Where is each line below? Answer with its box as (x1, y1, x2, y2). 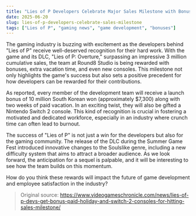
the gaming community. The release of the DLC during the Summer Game (6, 138, 183, 145)
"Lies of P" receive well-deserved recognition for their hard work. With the (6, 47, 185, 54)
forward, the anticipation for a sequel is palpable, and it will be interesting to (6, 156, 188, 163)
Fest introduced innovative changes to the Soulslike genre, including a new (6, 144, 186, 151)
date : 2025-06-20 (6, 14, 48, 20)
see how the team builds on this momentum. (6, 163, 113, 170)
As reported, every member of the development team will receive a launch (6, 89, 185, 96)
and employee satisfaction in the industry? (6, 180, 108, 187)
